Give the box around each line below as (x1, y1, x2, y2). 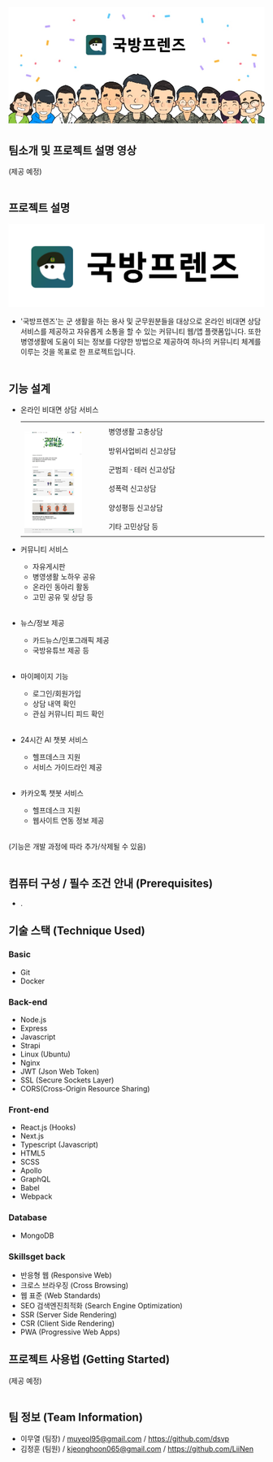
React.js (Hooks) (19, 1122, 76, 1132)
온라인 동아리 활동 (32, 582, 89, 592)
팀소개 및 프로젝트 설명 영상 (8, 143, 136, 157)
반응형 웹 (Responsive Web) (19, 1270, 112, 1280)
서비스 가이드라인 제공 (32, 762, 103, 772)
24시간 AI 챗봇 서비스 (19, 735, 89, 745)
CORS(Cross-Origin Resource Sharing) (19, 1084, 150, 1094)
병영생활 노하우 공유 (32, 572, 96, 582)
